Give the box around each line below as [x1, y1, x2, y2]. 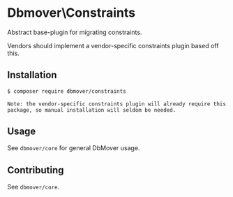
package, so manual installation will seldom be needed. [7, 106, 176, 113]
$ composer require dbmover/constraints [7, 87, 127, 95]
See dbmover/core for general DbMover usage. [7, 144, 140, 152]
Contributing [7, 164, 64, 176]
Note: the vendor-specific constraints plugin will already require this [7, 100, 227, 108]
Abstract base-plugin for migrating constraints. [7, 28, 142, 36]
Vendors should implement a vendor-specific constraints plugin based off [7, 41, 219, 50]
